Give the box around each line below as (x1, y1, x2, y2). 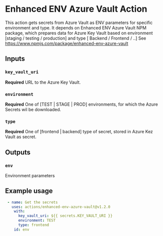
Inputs (5, 55, 25, 63)
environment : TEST (18, 218, 56, 223)
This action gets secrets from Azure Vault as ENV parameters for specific (5, 20, 153, 25)
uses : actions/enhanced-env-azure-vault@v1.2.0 (11, 204, 111, 209)
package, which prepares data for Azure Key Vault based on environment (5, 30, 153, 36)
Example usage (5, 187, 53, 195)
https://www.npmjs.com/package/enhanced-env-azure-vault (5, 40, 129, 46)
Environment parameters (5, 172, 55, 178)
